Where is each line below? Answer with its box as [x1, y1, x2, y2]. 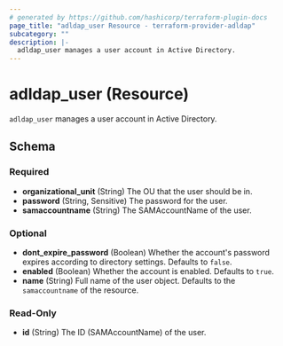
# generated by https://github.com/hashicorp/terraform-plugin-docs [9, 12, 268, 22]
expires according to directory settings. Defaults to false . [21, 256, 232, 267]
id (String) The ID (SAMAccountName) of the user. [21, 327, 207, 338]
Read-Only [9, 307, 58, 319]
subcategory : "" [9, 29, 69, 38]
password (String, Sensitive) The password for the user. [21, 195, 228, 206]
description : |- [9, 37, 69, 47]
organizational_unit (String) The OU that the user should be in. [21, 185, 253, 196]
